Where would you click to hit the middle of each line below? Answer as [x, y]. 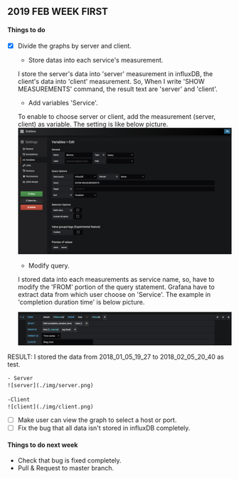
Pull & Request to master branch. [65, 468]
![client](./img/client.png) [51, 406]
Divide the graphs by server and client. [74, 46]
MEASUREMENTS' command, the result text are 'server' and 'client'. [118, 89]
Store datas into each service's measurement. [96, 60]
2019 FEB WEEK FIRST [58, 12]
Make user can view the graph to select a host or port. [97, 420]
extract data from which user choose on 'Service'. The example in [114, 294]
